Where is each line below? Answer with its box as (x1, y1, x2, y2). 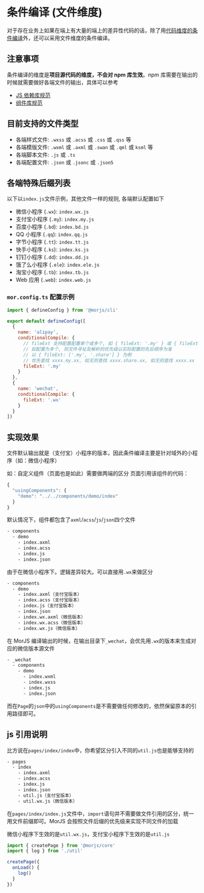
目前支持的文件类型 (7, 119, 79, 129)
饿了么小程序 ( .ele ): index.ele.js (15, 261, 100, 269)
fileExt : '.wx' (22, 396, 62, 403)
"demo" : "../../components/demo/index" (18, 493, 119, 499)
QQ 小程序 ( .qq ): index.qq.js (15, 231, 88, 238)
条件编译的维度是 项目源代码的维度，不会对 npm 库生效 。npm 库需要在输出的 (7, 71, 198, 78)
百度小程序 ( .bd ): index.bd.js (15, 223, 90, 230)
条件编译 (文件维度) (7, 5, 102, 19)
